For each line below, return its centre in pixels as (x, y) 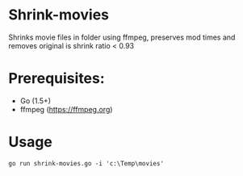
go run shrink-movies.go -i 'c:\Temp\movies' (86, 163)
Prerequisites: (57, 79)
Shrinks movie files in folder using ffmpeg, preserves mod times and (122, 37)
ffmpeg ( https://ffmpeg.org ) (66, 109)
